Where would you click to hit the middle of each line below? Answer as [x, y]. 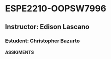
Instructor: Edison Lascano [47, 27]
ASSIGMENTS [20, 53]
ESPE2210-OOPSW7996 [56, 9]
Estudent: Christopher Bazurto [42, 41]
